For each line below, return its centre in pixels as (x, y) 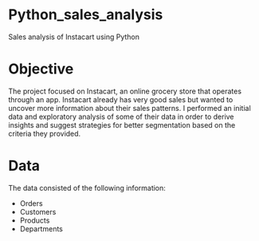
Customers (38, 211)
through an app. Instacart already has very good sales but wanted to (121, 99)
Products (35, 220)
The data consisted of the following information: (87, 188)
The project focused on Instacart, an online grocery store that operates (125, 91)
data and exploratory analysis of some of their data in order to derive (121, 117)
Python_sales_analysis (86, 15)
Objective (41, 69)
